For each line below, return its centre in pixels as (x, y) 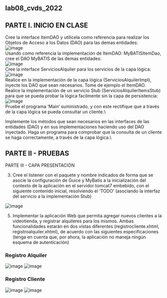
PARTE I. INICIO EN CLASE (47, 25)
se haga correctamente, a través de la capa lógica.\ (58, 138)
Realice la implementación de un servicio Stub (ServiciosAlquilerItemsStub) (83, 91)
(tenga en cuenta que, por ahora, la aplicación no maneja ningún (79, 237)
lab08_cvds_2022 (34, 8)
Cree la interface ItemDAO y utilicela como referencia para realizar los (77, 38)
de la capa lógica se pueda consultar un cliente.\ (55, 112)
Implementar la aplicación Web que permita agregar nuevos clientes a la (87, 216)
